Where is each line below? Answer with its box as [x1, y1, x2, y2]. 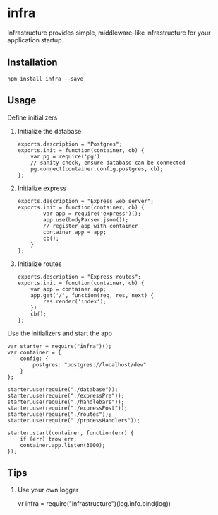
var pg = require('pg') [30, 153, 100, 160]
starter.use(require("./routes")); [7, 410, 112, 418]
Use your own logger [17, 486, 79, 494]
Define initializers [7, 113, 58, 122]
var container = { [7, 349, 61, 356]
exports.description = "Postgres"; [17, 140, 123, 148]
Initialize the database [17, 127, 82, 135]
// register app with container [43, 222, 138, 229]
